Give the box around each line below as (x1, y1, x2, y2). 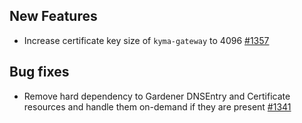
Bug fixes (9, 64, 70, 81)
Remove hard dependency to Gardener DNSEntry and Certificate (23, 90, 291, 102)
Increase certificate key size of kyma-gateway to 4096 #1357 (23, 34, 270, 46)
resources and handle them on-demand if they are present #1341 (23, 100, 292, 113)
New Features (9, 8, 98, 25)
